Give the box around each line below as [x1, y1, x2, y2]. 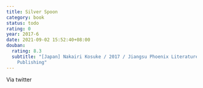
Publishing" [17, 59, 47, 65]
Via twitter [6, 76, 32, 83]
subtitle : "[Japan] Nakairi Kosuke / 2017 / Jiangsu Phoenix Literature [11, 54, 199, 60]
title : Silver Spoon [6, 8, 59, 15]
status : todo [6, 20, 39, 26]
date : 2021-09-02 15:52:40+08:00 [6, 37, 91, 43]
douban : [6, 43, 26, 49]
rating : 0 [6, 25, 31, 32]
